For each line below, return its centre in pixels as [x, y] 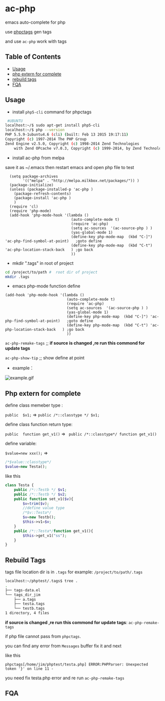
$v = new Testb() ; [39, 517]
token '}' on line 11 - [29, 669]
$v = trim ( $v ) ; [36, 503]
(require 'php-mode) [30, 211]
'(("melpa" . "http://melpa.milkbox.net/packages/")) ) [81, 180]
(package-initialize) [32, 185]
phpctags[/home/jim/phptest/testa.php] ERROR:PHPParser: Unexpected [77, 665]
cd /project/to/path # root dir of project [51, 272]
